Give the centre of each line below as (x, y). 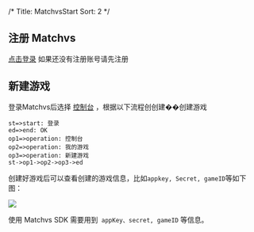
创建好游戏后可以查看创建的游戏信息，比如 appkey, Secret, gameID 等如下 (127, 178)
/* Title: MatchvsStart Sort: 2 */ (59, 11)
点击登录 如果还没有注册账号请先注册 (68, 59)
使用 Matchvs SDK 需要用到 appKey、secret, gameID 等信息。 (108, 219)
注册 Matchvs (42, 38)
